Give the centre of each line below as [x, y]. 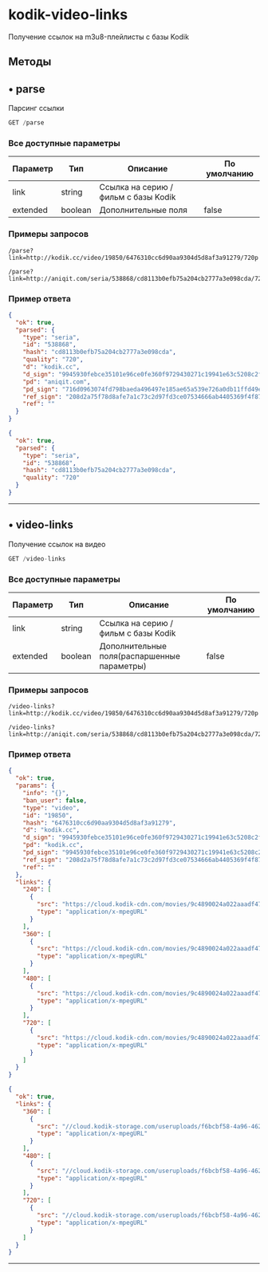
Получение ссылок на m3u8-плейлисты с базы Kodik [99, 37]
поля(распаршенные [140, 656]
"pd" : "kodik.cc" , [53, 845]
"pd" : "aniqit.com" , [57, 382]
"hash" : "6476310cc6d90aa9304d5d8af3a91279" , [100, 823]
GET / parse [26, 123]
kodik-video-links [68, 15]
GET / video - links [37, 559]
